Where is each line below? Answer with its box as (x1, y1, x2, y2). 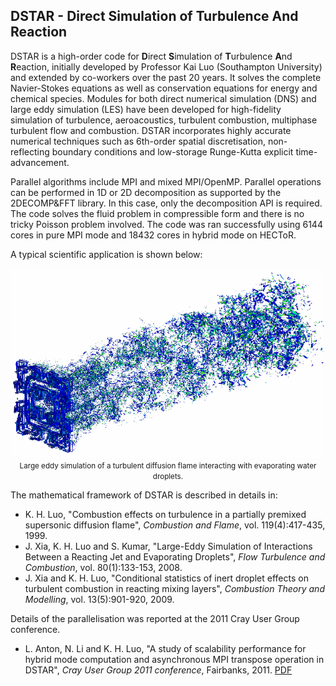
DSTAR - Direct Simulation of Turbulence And (10, 8, 299, 25)
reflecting (10, 145, 50, 158)
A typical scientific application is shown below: (10, 248, 203, 260)
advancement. (10, 156, 70, 168)
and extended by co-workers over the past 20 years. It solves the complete (10, 71, 322, 83)
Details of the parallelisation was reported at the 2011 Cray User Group (10, 612, 300, 624)
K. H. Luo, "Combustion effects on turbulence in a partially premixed (24, 508, 307, 520)
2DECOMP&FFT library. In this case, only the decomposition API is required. (10, 197, 323, 209)
